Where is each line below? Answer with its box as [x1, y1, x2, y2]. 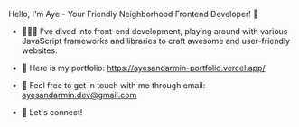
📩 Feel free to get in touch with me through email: [21, 80, 206, 90]
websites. [21, 45, 58, 56]
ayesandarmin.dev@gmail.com [21, 90, 137, 100]
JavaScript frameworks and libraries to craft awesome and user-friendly [21, 36, 291, 46]
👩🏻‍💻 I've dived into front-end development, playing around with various [21, 26, 288, 36]
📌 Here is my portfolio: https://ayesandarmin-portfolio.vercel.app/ [21, 63, 266, 73]
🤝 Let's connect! [21, 107, 83, 117]
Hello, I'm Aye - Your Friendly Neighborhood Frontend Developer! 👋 [8, 9, 259, 19]
